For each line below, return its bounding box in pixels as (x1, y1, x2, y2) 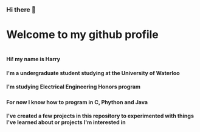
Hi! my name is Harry (6, 56, 61, 63)
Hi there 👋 (6, 5, 36, 14)
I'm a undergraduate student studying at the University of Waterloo (6, 69, 181, 76)
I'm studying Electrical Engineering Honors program (6, 83, 141, 90)
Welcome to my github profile (6, 28, 159, 42)
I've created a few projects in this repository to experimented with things (6, 112, 195, 120)
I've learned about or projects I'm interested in (6, 119, 126, 126)
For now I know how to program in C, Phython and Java (6, 98, 148, 105)
